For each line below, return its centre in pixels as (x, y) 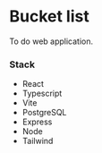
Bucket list (49, 17)
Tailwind (38, 141)
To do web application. (51, 41)
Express (37, 122)
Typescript (42, 93)
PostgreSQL (44, 113)
